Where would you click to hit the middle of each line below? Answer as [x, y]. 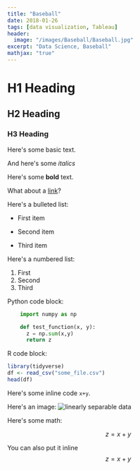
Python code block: [36, 301]
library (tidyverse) [36, 367]
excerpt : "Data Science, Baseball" [59, 47]
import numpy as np [49, 314]
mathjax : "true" [31, 54]
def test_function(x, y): [58, 327]
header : [19, 34]
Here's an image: [32, 406]
